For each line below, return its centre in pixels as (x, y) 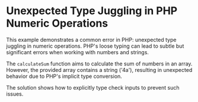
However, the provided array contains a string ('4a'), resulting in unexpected (99, 70)
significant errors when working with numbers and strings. (78, 52)
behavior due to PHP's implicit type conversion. (64, 76)
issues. (15, 94)
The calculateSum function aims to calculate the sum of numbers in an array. (99, 64)
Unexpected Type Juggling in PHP (92, 11)
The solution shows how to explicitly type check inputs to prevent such (93, 87)
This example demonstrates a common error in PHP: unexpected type (91, 40)
